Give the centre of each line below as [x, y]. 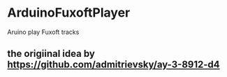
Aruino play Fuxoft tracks [43, 32]
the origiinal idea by [51, 54]
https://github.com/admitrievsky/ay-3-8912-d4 [113, 65]
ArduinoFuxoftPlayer [69, 13]
